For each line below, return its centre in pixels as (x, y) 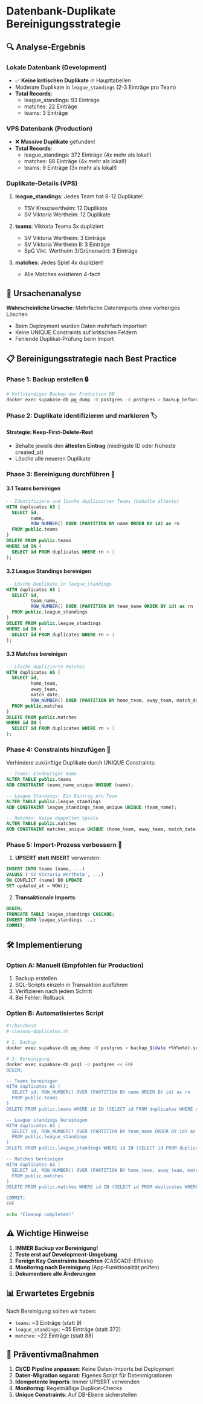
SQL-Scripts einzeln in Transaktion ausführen (71, 985)
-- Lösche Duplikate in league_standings (59, 584)
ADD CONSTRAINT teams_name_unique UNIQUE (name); (70, 785)
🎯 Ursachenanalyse (44, 293)
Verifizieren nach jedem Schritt (53, 991)
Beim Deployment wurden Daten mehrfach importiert (81, 326)
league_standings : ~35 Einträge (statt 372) (68, 1329)
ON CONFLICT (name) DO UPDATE (44, 881)
